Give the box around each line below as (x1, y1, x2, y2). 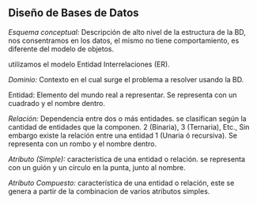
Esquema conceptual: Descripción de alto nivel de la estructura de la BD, (8, 27, 247, 36)
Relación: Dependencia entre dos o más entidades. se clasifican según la (8, 114, 247, 123)
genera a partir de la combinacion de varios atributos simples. (8, 186, 210, 196)
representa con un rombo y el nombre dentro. (8, 138, 157, 149)
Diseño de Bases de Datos (8, 6, 140, 20)
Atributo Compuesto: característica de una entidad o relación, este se (8, 178, 235, 187)
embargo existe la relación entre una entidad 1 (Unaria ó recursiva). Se (8, 130, 237, 140)
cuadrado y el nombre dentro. (8, 98, 105, 108)
